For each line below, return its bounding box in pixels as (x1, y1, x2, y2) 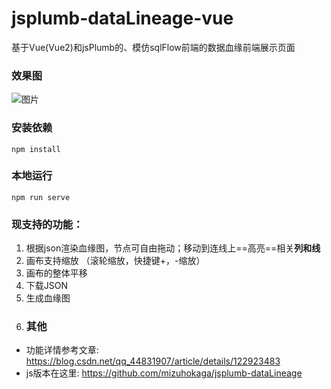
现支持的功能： (11, 217, 84, 231)
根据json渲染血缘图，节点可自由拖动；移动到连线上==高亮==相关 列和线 (25, 242, 321, 254)
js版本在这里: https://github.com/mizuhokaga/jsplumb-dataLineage (25, 367, 303, 379)
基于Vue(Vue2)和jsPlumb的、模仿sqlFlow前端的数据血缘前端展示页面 (11, 41, 296, 53)
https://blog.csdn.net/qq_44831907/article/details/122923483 (25, 355, 281, 367)
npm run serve (11, 192, 71, 202)
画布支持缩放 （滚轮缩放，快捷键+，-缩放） (25, 255, 206, 267)
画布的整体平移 (25, 267, 88, 279)
